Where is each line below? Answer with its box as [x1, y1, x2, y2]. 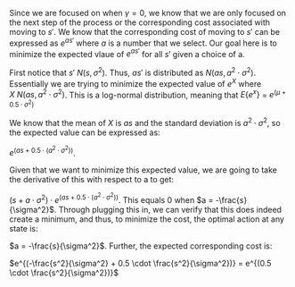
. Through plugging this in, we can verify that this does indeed [53, 204, 283, 215]
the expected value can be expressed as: [9, 127, 160, 138]
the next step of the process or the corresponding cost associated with [9, 17, 270, 28]
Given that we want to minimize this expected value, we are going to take [9, 165, 278, 175]
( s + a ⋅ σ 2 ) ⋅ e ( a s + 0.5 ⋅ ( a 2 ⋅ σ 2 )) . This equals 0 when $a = [9, 191, 214, 205]
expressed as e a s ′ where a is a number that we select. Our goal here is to [9, 36, 278, 48]
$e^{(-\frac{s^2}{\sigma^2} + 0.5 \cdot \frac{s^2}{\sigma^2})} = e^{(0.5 [9, 257, 272, 268]
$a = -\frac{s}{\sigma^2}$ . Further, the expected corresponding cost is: [9, 241, 273, 251]
